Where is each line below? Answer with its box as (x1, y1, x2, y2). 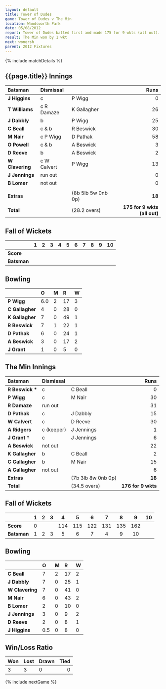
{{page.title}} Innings (5, 72, 73, 81)
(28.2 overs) (71, 207, 101, 214)
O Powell (7, 142, 29, 148)
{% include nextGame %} (5, 679, 57, 685)
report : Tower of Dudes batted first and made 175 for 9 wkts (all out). (5, 30, 161, 35)
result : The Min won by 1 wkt (5, 35, 68, 40)
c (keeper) (41, 426, 67, 433)
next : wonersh (5, 40, 35, 45)
